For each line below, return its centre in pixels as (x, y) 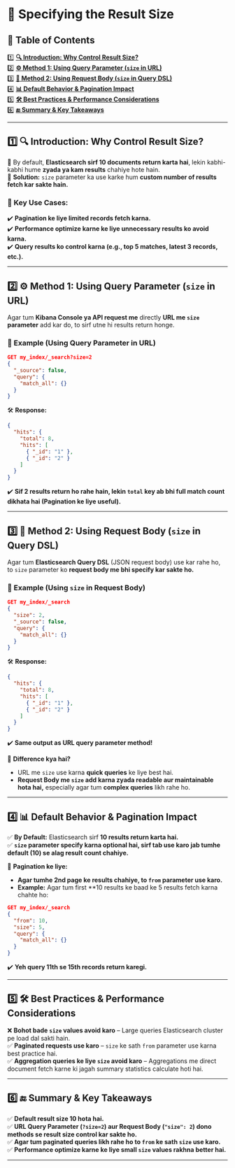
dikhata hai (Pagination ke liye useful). (64, 501)
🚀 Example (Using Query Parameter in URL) (81, 343)
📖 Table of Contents (51, 40)
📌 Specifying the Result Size (91, 14)
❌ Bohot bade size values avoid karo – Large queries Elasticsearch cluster (115, 1030)
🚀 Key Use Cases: (38, 202)
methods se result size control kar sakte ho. (72, 1134)
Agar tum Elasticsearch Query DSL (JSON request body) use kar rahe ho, (114, 562)
